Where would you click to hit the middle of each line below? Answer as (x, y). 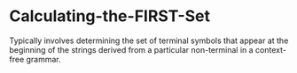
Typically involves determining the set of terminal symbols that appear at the (149, 40)
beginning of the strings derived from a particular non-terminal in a (132, 49)
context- (271, 49)
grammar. (44, 59)
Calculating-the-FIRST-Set (110, 16)
